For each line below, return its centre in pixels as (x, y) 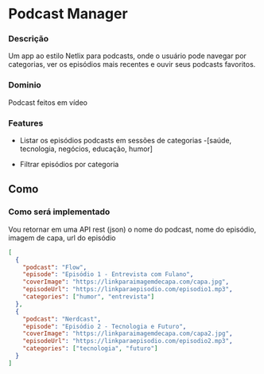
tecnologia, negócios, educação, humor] (86, 149)
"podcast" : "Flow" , (55, 267)
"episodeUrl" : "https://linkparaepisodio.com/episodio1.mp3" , (128, 290)
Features (26, 123)
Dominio (25, 85)
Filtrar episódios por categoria (69, 165)
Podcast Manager (68, 14)
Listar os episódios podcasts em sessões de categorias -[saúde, (126, 141)
